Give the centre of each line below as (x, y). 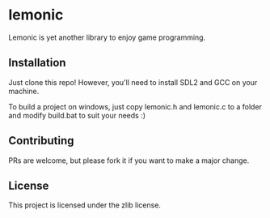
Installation (37, 63)
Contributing (41, 141)
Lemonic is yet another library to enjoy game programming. (107, 37)
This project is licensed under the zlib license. (85, 205)
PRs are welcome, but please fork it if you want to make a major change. (129, 160)
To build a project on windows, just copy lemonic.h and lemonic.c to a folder (135, 106)
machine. (24, 91)
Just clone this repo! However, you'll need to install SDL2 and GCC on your (133, 82)
